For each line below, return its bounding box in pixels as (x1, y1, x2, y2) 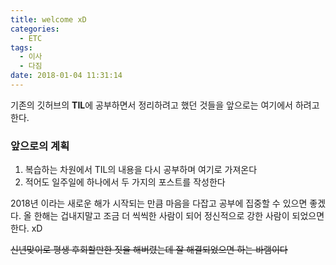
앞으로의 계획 (10, 139, 70, 153)
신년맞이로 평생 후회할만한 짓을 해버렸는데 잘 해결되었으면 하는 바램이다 (10, 244, 288, 256)
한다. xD (10, 222, 43, 235)
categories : (10, 24, 60, 34)
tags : (10, 42, 33, 53)
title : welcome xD (10, 14, 87, 25)
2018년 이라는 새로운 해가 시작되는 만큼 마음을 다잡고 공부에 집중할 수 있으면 (10, 197, 308, 210)
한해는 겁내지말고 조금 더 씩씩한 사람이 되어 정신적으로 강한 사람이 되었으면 (33, 210, 325, 222)
